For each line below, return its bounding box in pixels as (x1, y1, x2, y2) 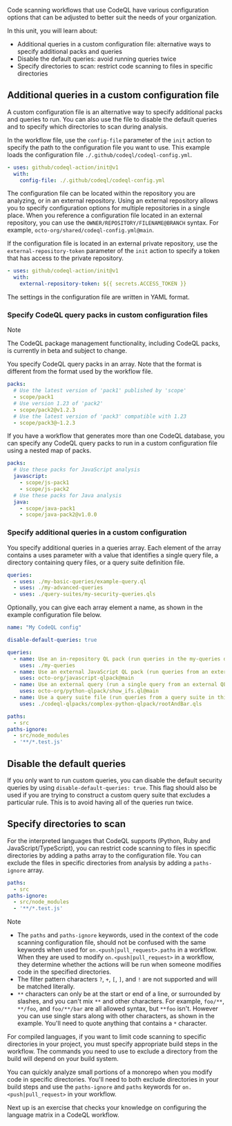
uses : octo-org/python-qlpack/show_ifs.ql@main (19, 687, 159, 694)
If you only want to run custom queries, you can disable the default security (7, 776, 222, 784)
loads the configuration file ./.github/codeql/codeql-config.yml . (7, 150, 192, 158)
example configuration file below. (7, 611, 102, 619)
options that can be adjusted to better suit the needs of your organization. (7, 13, 217, 21)
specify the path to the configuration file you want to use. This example (7, 143, 211, 151)
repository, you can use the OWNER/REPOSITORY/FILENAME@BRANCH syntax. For (7, 219, 219, 227)
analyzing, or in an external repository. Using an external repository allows (7, 196, 219, 205)
